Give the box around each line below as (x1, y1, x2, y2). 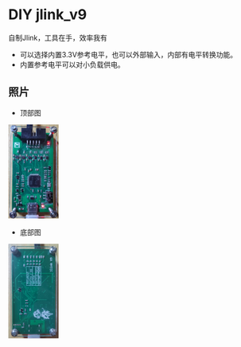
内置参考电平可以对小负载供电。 (19, 60, 125, 69)
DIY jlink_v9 (8, 6, 87, 24)
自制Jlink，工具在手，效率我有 (8, 33, 107, 42)
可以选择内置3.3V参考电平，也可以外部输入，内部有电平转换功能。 (19, 49, 238, 59)
